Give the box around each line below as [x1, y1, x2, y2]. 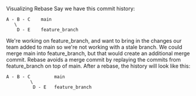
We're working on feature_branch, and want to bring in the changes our [6, 37, 182, 44]
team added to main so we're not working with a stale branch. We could [6, 44, 183, 50]
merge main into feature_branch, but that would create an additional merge [6, 50, 191, 57]
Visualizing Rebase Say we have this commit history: [6, 5, 135, 12]
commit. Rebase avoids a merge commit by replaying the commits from [6, 56, 181, 63]
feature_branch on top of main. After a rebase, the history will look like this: [6, 62, 191, 69]
